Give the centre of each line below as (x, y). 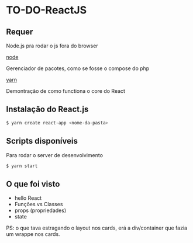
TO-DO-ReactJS (46, 10)
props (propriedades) (40, 210)
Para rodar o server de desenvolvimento (55, 155)
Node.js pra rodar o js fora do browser (52, 46)
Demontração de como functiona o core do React (66, 91)
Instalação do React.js (47, 110)
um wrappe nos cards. (33, 234)
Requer (20, 32)
